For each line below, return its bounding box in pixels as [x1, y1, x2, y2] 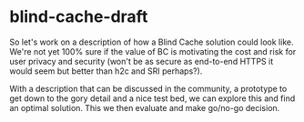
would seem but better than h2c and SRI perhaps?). [9, 66, 203, 76]
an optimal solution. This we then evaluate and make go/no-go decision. [9, 102, 280, 113]
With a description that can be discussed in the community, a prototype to [9, 83, 288, 94]
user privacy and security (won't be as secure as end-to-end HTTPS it [9, 56, 274, 66]
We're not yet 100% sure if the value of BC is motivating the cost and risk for [9, 46, 297, 56]
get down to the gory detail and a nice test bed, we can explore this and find [9, 93, 296, 104]
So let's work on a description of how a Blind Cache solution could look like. [9, 36, 294, 47]
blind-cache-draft [9, 6, 148, 27]
